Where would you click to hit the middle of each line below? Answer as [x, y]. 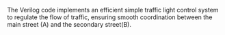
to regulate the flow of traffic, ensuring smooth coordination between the [110, 17]
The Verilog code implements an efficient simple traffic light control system [113, 10]
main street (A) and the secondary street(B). [69, 24]
